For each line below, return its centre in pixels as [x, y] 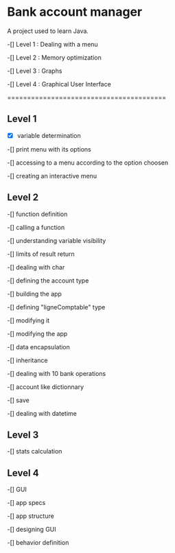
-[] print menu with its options [49, 149]
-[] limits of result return [41, 254]
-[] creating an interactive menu [52, 176]
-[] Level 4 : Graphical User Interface [59, 84]
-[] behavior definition [38, 543]
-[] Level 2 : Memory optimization [54, 57]
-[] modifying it [28, 320]
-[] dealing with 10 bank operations [57, 373]
